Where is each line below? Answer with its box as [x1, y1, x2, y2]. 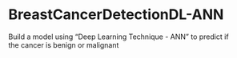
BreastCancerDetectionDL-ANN [8, 6, 224, 24]
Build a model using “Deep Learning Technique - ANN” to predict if [8, 32, 230, 41]
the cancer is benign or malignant [8, 40, 119, 49]
